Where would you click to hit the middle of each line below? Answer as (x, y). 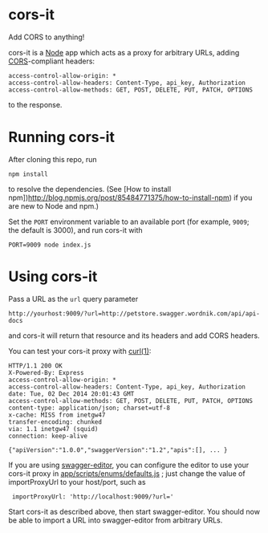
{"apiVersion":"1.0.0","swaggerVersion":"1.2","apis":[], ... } (118, 450)
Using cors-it (53, 277)
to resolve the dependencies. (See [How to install (90, 189)
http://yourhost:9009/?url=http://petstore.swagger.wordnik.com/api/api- (134, 313)
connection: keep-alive (48, 436)
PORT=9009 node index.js (50, 245)
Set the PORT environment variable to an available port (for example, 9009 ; (129, 222)
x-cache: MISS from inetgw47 (57, 415)
